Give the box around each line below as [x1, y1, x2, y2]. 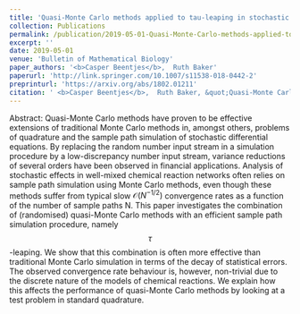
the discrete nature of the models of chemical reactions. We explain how [9, 276, 276, 286]
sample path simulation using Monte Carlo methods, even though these [9, 179, 272, 190]
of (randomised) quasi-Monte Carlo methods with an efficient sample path [9, 209, 283, 220]
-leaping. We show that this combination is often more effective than [9, 247, 262, 258]
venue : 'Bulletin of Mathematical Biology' [9, 55, 174, 64]
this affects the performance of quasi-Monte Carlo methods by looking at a [9, 285, 286, 296]
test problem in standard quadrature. [9, 294, 145, 305]
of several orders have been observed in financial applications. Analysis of [9, 160, 284, 171]
